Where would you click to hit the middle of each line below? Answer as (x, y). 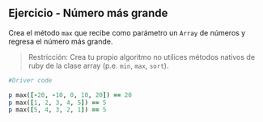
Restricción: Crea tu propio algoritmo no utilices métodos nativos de (142, 57)
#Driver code (30, 80)
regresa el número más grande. (61, 41)
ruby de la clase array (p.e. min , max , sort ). (98, 65)
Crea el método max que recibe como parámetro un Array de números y (127, 32)
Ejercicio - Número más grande (88, 13)
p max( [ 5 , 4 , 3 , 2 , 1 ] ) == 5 (57, 110)
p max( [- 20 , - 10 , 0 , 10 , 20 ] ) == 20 (70, 95)
